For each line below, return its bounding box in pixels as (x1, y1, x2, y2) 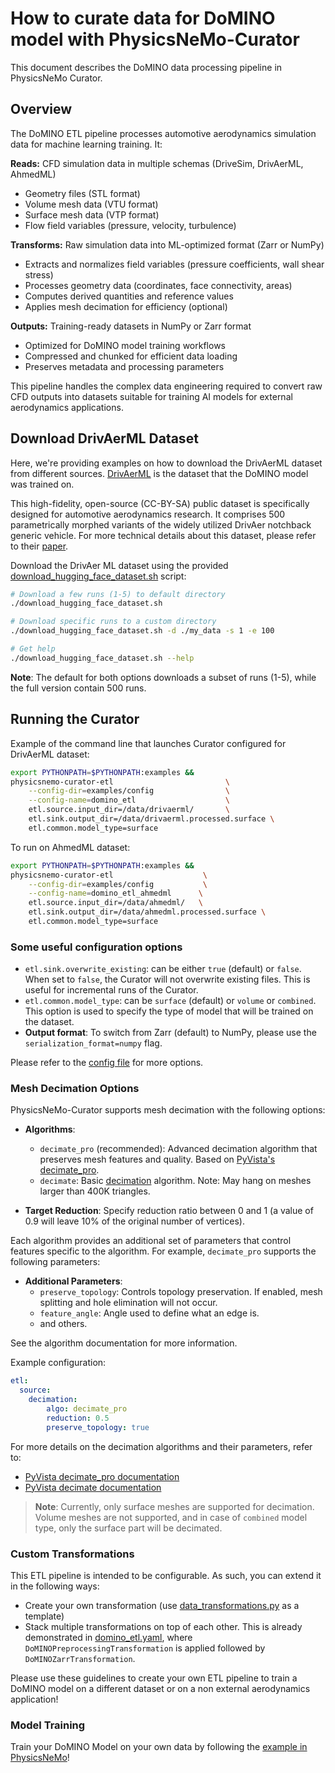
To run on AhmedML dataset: (10, 841, 131, 853)
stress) (24, 268, 54, 281)
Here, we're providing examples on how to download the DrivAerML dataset (10, 457, 323, 469)
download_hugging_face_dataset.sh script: (10, 570, 187, 582)
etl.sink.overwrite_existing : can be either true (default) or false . (24, 963, 302, 975)
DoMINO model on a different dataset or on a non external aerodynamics (10, 1683, 311, 1695)
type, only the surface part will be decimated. (34, 1522, 223, 1534)
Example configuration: (10, 1357, 107, 1369)
